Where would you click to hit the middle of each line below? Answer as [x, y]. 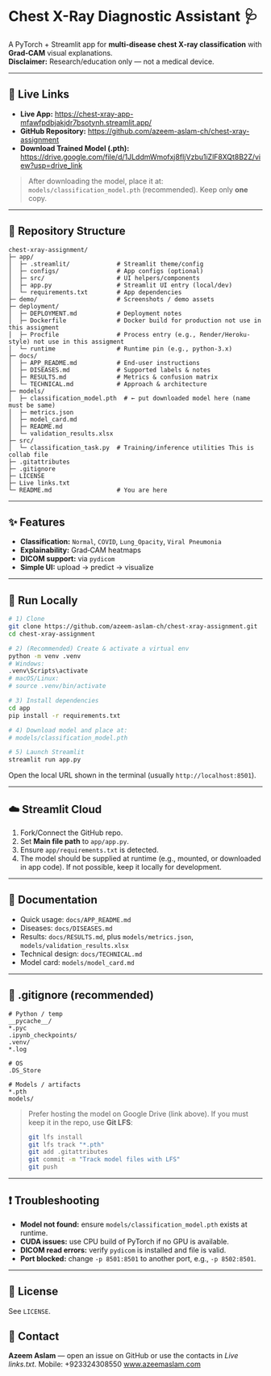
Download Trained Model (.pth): [75, 148]
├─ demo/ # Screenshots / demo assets [112, 299]
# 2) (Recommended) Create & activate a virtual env [99, 648]
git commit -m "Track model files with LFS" [104, 1160]
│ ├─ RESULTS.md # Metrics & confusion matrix [113, 377]
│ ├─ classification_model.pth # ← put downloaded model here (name [129, 398]
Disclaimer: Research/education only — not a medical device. [112, 61]
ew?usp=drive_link [51, 165]
